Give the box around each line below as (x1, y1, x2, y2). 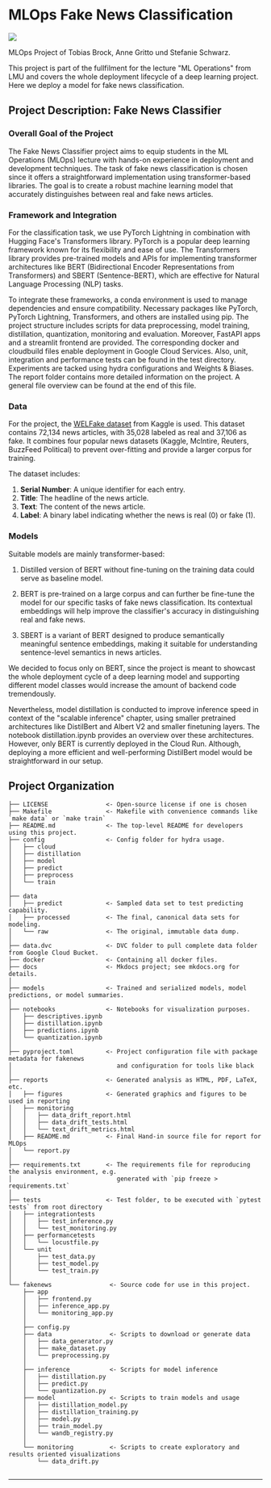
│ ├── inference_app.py (23, 1302, 110, 1310)
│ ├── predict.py (23, 1380, 89, 1388)
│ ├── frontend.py (23, 1295, 92, 1303)
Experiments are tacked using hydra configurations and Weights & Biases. (8, 363, 254, 373)
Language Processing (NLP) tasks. (8, 279, 123, 288)
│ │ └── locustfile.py (8, 1239, 99, 1247)
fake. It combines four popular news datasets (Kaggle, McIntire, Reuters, (8, 436, 249, 446)
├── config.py (23, 1323, 70, 1331)
